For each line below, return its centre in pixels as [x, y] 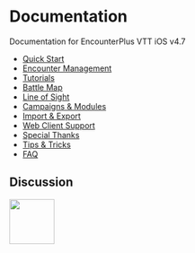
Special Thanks [51, 135]
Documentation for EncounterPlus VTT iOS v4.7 [97, 41]
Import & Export [51, 116]
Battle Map [42, 87]
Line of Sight [46, 97]
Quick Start [43, 58]
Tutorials [39, 77]
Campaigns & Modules [64, 106]
